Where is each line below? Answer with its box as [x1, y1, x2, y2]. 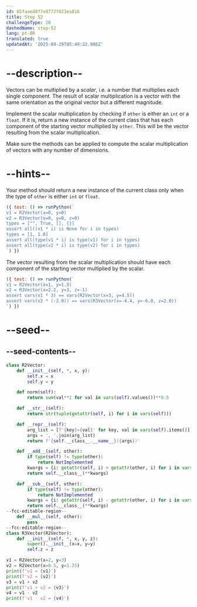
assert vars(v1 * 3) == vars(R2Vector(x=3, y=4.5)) [6, 292, 135, 299]
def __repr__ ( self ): [16, 421, 67, 427]
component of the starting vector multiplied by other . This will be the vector [6, 122, 189, 129]
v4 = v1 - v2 [6, 590, 38, 596]
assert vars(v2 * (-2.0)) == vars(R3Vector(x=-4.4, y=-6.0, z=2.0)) [6, 298, 177, 304]
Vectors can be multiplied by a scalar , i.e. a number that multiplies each [6, 86, 179, 93]
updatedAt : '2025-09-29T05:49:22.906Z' [6, 42, 104, 48]
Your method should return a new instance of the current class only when [6, 186, 184, 194]
